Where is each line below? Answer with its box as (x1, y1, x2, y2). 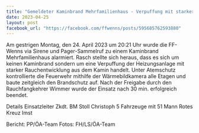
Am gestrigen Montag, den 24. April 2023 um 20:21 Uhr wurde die (6, 41, 168, 48)
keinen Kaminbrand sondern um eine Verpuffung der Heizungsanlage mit (6, 60, 185, 67)
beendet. (6, 92, 28, 99)
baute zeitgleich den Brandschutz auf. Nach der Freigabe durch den (6, 79, 172, 86)
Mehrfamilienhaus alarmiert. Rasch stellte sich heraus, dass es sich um (6, 54, 179, 61)
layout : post (6, 20, 38, 25)
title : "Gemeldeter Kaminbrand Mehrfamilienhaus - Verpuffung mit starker (6, 8, 195, 15)
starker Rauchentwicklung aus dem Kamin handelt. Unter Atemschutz (6, 66, 176, 74)
